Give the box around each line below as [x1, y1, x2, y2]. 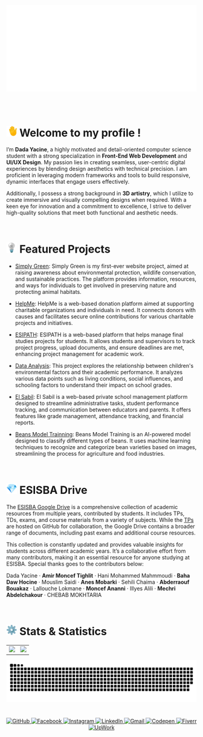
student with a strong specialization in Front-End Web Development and [6, 152, 187, 159]
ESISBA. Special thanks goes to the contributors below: [6, 560, 144, 568]
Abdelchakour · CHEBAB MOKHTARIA [6, 592, 102, 599]
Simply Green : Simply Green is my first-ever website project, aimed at [14, 262, 189, 270]
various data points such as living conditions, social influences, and [14, 375, 183, 382]
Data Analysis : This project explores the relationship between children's [14, 362, 194, 370]
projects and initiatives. [14, 319, 73, 327]
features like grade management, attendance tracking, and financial [14, 413, 184, 420]
